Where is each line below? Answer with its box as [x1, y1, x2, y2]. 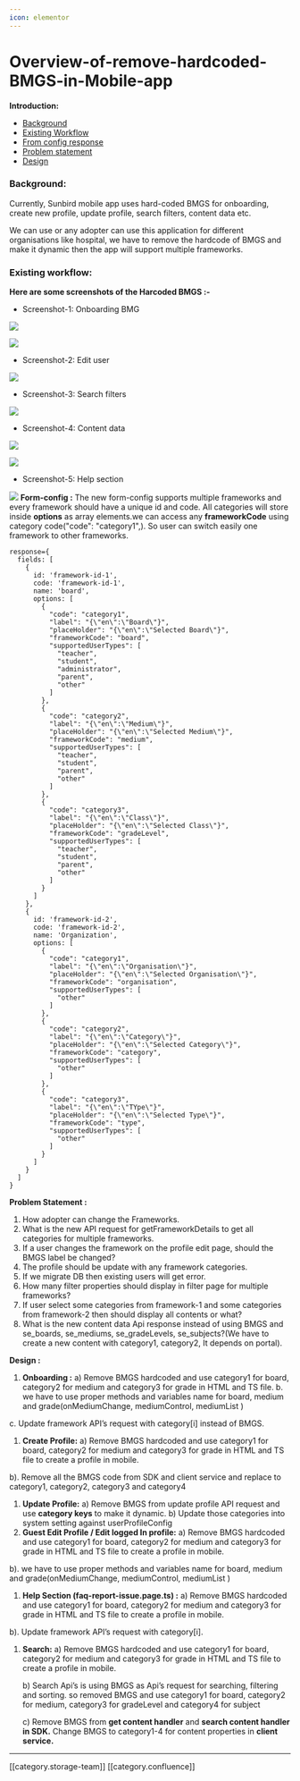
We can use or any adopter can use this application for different [9, 224, 244, 235]
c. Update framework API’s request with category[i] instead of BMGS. [9, 1418, 265, 1429]
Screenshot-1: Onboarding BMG [21, 304, 140, 315]
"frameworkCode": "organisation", [48, 978, 178, 987]
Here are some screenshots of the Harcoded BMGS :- [9, 287, 211, 298]
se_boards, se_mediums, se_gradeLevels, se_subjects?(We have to [21, 1329, 270, 1339]
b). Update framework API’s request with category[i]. [9, 1626, 204, 1637]
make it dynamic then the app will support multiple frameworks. [9, 243, 244, 255]
